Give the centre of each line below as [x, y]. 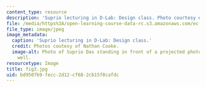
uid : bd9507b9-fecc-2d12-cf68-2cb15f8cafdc [63, 75]
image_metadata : [27, 35]
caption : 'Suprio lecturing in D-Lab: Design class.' [82, 40]
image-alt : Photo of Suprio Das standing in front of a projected [98, 52]
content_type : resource [37, 12]
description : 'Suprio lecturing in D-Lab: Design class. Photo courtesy [101, 18]
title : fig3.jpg [27, 69]
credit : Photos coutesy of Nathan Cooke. [66, 47]
